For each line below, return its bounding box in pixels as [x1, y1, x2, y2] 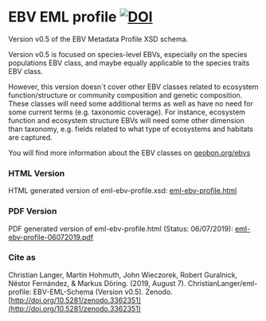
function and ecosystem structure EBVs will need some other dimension [8, 115, 244, 125]
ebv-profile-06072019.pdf [8, 232, 94, 242]
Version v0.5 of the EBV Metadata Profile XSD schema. [8, 34, 189, 44]
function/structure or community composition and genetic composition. [8, 90, 243, 99]
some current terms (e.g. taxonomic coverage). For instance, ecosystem [8, 107, 245, 117]
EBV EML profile [8, 8, 117, 26]
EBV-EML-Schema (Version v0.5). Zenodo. [33, 287, 173, 296]
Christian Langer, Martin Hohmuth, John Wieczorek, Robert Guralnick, [8, 270, 237, 280]
